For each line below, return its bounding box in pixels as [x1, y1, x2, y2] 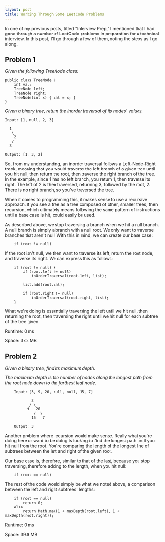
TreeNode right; [14, 91, 48, 96]
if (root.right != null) [23, 291, 74, 296]
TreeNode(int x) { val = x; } [14, 95, 76, 100]
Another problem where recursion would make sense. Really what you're [5, 433, 152, 439]
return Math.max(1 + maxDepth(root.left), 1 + [23, 509, 120, 514]
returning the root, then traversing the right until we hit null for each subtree [5, 313, 158, 319]
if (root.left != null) [23, 270, 71, 274]
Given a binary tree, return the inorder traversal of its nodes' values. [5, 108, 143, 114]
